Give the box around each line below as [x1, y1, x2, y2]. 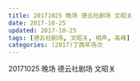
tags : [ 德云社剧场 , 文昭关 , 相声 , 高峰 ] [8, 33, 130, 42]
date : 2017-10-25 [8, 19, 66, 27]
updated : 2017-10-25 [8, 26, 78, 34]
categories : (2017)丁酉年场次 [8, 41, 103, 49]
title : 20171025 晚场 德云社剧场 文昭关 [8, 11, 133, 20]
